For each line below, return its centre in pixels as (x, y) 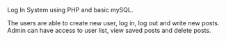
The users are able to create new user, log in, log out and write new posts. (113, 23)
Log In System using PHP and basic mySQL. (70, 10)
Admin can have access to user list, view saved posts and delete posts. (109, 30)
